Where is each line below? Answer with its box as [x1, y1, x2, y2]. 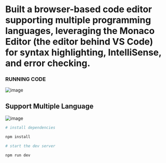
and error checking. [5, 57, 90, 69]
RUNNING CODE [5, 76, 46, 83]
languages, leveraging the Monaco [5, 25, 155, 37]
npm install [5, 135, 30, 140]
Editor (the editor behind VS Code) [5, 36, 153, 48]
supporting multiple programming [5, 14, 151, 26]
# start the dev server [5, 144, 56, 149]
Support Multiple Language [5, 102, 94, 110]
